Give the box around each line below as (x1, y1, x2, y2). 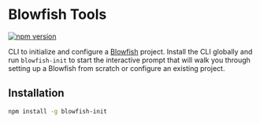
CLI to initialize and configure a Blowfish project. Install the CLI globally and (8, 47, 253, 56)
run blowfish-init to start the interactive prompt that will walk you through (8, 55, 251, 65)
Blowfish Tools (8, 6, 107, 24)
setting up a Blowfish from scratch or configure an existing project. (8, 63, 225, 73)
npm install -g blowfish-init (8, 107, 108, 115)
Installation (8, 87, 65, 100)
